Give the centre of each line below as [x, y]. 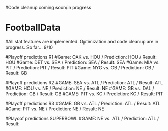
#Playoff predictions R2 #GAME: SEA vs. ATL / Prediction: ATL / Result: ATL [84, 82]
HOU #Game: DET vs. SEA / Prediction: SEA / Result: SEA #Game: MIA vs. [83, 62]
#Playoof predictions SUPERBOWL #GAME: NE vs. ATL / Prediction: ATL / [82, 118]
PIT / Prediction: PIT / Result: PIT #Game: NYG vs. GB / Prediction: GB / [80, 67]
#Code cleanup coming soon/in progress [48, 7]
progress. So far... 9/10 [29, 47]
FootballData [33, 28]
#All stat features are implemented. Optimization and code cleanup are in [82, 41]
